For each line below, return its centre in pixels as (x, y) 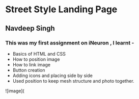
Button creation (29, 70)
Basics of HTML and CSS (39, 54)
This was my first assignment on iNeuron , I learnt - (70, 43)
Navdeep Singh (30, 28)
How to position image (36, 59)
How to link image (32, 64)
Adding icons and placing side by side (52, 76)
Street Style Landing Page (61, 9)
